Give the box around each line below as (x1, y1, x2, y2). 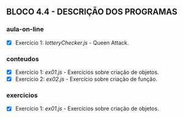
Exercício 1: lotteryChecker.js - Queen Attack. (15, 39, 129, 46)
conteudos (6, 54, 40, 63)
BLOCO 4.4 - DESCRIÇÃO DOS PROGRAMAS (6, 7, 178, 17)
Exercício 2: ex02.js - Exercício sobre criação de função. (15, 75, 157, 83)
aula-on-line (6, 25, 44, 34)
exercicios (6, 91, 38, 100)
